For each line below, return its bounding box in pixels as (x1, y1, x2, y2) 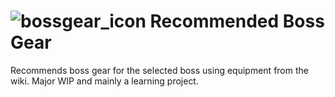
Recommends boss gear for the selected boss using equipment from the (10, 64, 309, 76)
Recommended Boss (149, 10, 325, 33)
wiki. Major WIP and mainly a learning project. (10, 75, 199, 87)
